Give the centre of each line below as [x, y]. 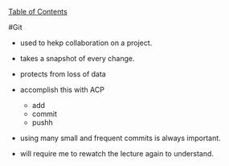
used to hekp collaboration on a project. [86, 43]
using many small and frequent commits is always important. [120, 138]
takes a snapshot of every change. [77, 58]
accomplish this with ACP [62, 89]
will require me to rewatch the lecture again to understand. [117, 154]
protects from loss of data [63, 74]
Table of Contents [38, 12]
